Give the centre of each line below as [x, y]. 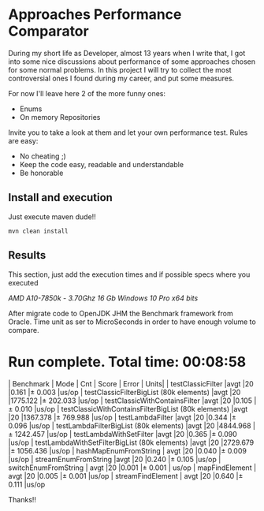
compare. [24, 330]
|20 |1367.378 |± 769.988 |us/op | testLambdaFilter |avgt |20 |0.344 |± [122, 417]
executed [23, 282]
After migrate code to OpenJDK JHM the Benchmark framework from [121, 313]
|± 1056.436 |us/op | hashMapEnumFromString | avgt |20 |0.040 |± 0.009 [127, 450]
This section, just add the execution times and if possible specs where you [129, 274]
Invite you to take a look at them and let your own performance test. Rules [128, 132]
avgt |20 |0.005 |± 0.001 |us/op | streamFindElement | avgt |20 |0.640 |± [126, 476]
